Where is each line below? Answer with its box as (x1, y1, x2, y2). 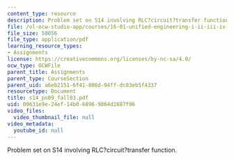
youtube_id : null (13, 127, 64, 134)
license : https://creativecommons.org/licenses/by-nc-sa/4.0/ (7, 56, 192, 63)
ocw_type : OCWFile (7, 62, 61, 69)
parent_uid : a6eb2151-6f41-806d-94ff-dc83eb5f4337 (7, 82, 157, 89)
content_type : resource (7, 10, 77, 17)
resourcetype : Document (7, 88, 77, 95)
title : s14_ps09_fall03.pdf (7, 95, 89, 102)
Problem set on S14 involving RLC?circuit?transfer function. (7, 146, 178, 154)
